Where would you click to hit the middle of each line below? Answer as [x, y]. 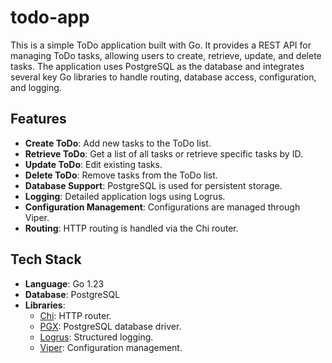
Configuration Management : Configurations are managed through [162, 207]
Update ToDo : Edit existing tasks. [93, 164]
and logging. [36, 87]
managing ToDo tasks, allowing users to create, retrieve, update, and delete [166, 55]
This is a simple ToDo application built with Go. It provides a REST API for [161, 45]
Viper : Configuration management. [111, 347]
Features [38, 119]
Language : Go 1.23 [64, 283]
